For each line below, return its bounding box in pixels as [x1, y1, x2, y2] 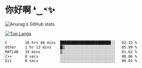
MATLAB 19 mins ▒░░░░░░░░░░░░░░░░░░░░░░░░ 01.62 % [5, 49, 138, 54]
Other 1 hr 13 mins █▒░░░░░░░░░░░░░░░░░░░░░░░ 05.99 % [5, 45, 138, 50]
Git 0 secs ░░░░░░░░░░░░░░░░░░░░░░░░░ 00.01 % [5, 59, 138, 64]
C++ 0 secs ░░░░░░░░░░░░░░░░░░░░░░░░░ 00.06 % [5, 54, 138, 59]
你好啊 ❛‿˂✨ [5, 4, 55, 16]
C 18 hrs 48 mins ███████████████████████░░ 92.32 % [5, 40, 138, 45]
